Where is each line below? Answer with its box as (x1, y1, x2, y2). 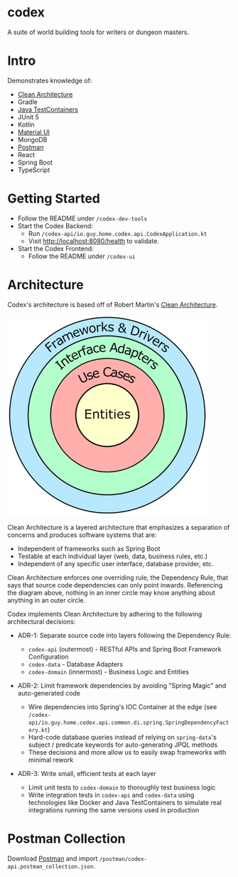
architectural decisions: (7, 617, 76, 626)
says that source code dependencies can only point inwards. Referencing (7, 580, 223, 589)
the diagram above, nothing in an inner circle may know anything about (7, 588, 215, 597)
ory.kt (28, 726, 48, 733)
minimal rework (28, 755, 74, 764)
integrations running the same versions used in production (28, 805, 200, 814)
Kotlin (17, 120, 35, 129)
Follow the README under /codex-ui (28, 252, 136, 260)
